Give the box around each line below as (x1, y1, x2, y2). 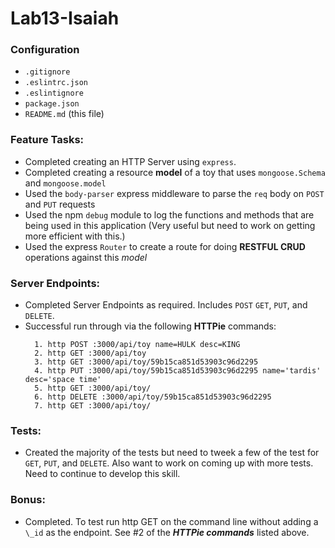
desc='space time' (24, 375, 102, 385)
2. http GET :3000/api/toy (34, 348, 147, 359)
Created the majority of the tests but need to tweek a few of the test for (24, 447, 320, 459)
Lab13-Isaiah (10, 7, 120, 30)
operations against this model (24, 251, 148, 263)
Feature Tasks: (10, 133, 85, 147)
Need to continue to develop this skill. (24, 468, 181, 480)
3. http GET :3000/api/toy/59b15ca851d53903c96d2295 (34, 357, 259, 367)
